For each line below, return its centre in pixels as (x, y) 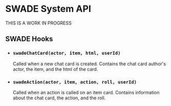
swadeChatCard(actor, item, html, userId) (66, 53)
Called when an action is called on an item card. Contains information (86, 92)
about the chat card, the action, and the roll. (59, 98)
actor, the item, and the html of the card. (55, 69)
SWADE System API (48, 9)
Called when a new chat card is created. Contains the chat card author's (89, 64)
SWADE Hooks (29, 39)
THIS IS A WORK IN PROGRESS (39, 23)
